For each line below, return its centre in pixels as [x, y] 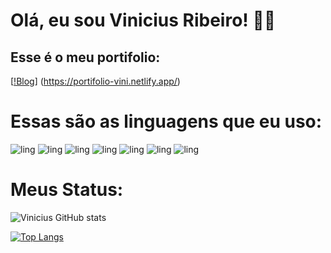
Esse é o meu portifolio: [85, 57]
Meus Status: [67, 190]
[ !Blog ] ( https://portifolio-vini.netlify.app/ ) [95, 81]
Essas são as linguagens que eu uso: [166, 121]
